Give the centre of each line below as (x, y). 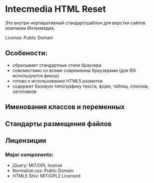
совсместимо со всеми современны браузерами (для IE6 (74, 70)
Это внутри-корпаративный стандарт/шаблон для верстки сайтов (75, 23)
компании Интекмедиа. (30, 28)
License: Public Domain (29, 38)
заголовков (24, 91)
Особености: (26, 53)
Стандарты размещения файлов (58, 124)
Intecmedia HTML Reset (56, 9)
